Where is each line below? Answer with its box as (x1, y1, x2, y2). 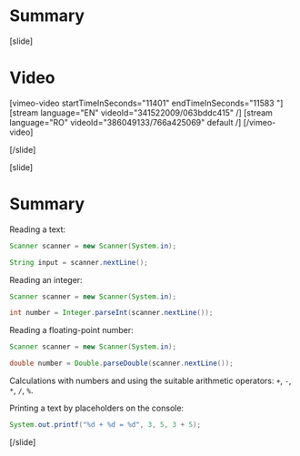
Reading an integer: (9, 274, 84, 285)
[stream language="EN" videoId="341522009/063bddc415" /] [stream (9, 106, 273, 118)
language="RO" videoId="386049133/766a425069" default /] (9, 117, 242, 127)
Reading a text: (9, 224, 66, 235)
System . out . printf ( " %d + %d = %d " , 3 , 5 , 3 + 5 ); (9, 421, 202, 430)
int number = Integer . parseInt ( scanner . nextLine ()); (9, 309, 214, 318)
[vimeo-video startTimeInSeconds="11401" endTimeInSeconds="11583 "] (9, 97, 284, 108)
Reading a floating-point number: (9, 325, 134, 336)
